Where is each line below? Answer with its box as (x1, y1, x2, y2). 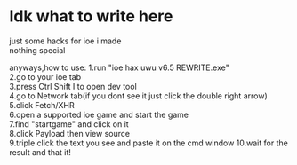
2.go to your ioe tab (9, 71, 82, 82)
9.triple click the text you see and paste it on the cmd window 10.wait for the (9, 137, 289, 148)
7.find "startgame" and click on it (9, 118, 129, 130)
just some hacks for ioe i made (9, 35, 122, 46)
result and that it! (9, 146, 71, 157)
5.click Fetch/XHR (9, 99, 75, 110)
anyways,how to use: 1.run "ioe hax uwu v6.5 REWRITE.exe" (9, 62, 229, 73)
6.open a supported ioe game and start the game (9, 109, 189, 120)
